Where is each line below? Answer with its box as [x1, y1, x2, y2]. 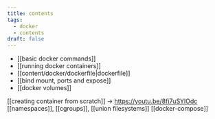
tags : [7, 17, 23, 23]
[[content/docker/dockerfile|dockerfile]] [16, 69, 131, 78]
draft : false [7, 36, 45, 43]
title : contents [7, 10, 54, 17]
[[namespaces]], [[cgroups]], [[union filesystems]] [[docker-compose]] [7, 105, 208, 113]
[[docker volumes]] [16, 84, 72, 92]
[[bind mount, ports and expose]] [16, 76, 111, 85]
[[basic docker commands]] [16, 54, 96, 63]
